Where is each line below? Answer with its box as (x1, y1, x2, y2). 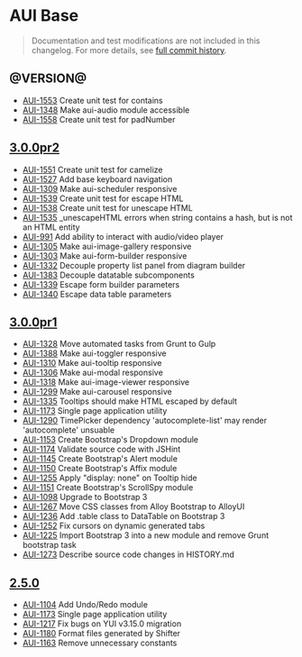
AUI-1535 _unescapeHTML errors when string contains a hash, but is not (22, 212, 293, 223)
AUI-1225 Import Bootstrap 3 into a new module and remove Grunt (22, 530, 269, 541)
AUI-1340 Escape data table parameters (22, 288, 172, 299)
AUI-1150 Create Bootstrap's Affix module (22, 463, 178, 474)
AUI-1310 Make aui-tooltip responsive (22, 358, 162, 369)
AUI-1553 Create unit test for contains (22, 95, 164, 105)
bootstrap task (22, 540, 77, 551)
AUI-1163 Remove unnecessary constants (22, 637, 178, 649)
